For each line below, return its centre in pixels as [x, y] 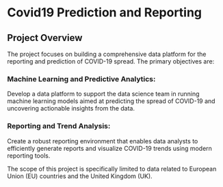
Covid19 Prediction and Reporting [105, 13]
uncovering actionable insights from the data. [71, 109]
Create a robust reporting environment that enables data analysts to [103, 141]
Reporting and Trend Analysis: [59, 126]
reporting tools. [29, 156]
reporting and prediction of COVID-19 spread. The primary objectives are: [111, 61]
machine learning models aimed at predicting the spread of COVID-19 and [111, 101]
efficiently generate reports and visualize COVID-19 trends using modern [109, 148]
